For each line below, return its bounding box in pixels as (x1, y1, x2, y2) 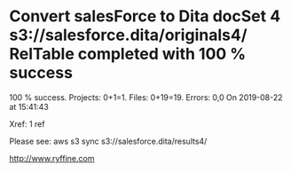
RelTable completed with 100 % (9, 44, 247, 64)
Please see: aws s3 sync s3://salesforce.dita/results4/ (9, 136, 208, 146)
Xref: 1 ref (9, 118, 45, 129)
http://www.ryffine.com (9, 152, 95, 163)
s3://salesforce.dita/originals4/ (9, 25, 248, 45)
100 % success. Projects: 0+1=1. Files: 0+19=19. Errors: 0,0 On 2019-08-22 (9, 91, 283, 103)
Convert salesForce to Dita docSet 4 (9, 6, 281, 27)
